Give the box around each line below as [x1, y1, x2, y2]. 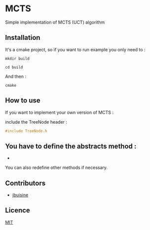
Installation [5, 33, 40, 42]
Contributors [5, 179, 46, 187]
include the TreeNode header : [5, 119, 68, 125]
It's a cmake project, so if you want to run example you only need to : [5, 46, 146, 52]
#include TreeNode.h [5, 129, 48, 133]
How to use [5, 97, 40, 105]
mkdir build [5, 56, 30, 61]
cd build [5, 65, 23, 69]
